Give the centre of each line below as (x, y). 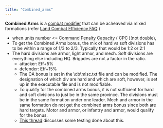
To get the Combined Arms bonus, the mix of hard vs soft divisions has (83, 43)
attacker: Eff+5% (36, 64)
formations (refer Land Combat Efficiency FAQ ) (53, 28)
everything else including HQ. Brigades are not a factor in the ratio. (79, 58)
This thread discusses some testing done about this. (72, 120)
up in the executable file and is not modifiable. (65, 84)
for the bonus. (33, 115)
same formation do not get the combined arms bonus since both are (88, 105)
